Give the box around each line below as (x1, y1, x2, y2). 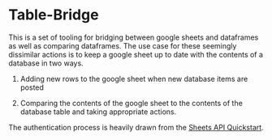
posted (19, 83, 45, 92)
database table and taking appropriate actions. (19, 107, 177, 117)
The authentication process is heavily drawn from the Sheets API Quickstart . (8, 122, 264, 132)
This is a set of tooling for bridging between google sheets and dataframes (8, 32, 259, 42)
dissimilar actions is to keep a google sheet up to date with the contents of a (8, 49, 264, 59)
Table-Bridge (8, 6, 99, 24)
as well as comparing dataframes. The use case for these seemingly (8, 40, 237, 50)
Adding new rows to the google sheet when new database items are (19, 74, 248, 83)
